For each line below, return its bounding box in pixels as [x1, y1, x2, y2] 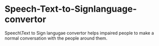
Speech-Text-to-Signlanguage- [4, 3, 137, 15]
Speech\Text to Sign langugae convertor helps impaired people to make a [4, 30, 154, 36]
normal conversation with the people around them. [4, 35, 108, 41]
